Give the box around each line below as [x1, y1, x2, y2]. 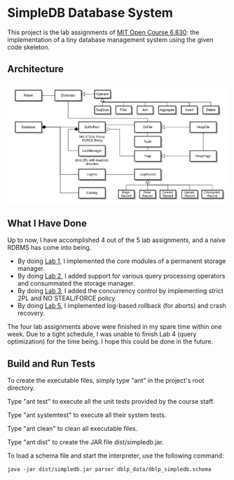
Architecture [7, 63, 64, 75]
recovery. [17, 309, 46, 318]
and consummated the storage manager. [17, 279, 135, 288]
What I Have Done [7, 217, 88, 229]
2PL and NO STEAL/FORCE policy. [17, 294, 117, 302]
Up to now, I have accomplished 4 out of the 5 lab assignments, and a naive [7, 236, 226, 244]
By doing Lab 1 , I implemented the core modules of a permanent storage [17, 257, 226, 265]
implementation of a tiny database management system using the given [7, 35, 214, 43]
